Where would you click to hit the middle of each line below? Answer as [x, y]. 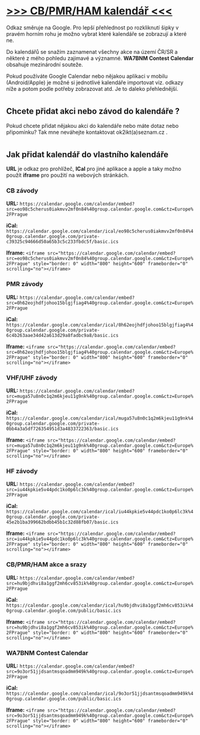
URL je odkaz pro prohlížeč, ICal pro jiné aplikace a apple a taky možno [94, 169]
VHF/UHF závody [32, 378]
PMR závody [25, 284]
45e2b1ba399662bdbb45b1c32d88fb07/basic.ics [62, 522]
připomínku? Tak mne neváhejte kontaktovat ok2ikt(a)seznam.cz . [87, 132]
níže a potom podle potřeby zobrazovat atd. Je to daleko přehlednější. [92, 88]
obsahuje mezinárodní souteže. [45, 65]
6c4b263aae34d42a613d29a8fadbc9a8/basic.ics [62, 335]
